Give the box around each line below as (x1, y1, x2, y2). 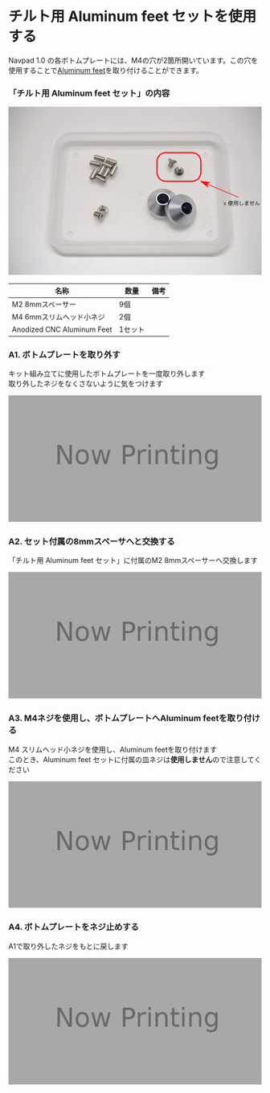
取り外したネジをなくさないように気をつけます (8, 378, 163, 388)
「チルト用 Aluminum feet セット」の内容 (8, 88, 170, 99)
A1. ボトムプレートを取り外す (8, 349, 121, 360)
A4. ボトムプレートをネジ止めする (8, 921, 139, 932)
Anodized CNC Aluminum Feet (11, 324, 112, 334)
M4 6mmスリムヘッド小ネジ (11, 312, 106, 321)
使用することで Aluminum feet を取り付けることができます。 (8, 65, 203, 75)
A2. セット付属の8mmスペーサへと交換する (8, 536, 175, 547)
